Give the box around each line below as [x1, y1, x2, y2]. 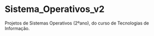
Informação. [5, 25, 30, 31]
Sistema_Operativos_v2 [5, 3, 105, 15]
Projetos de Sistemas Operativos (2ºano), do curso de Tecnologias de [5, 20, 149, 26]
